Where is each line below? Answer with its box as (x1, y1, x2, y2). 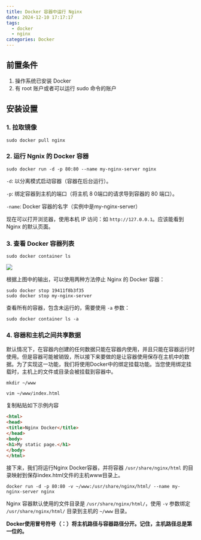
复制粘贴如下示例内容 (6, 402, 59, 409)
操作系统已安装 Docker (14, 77, 72, 84)
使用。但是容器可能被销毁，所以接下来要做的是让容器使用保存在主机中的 (6, 353, 184, 361)
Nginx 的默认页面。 (6, 222, 54, 230)
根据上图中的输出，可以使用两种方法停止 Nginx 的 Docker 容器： (6, 276, 165, 283)
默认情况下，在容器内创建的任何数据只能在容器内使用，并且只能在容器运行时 (6, 346, 195, 353)
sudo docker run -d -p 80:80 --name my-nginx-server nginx (6, 166, 157, 172)
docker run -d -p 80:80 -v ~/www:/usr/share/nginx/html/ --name (6, 484, 170, 490)
